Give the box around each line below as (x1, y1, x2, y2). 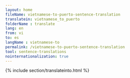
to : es (5, 35, 19, 40)
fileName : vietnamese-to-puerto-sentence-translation (5, 12, 121, 17)
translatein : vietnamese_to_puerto (5, 16, 80, 21)
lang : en (5, 26, 24, 31)
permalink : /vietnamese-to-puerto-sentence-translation (5, 44, 125, 49)
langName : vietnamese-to (5, 40, 59, 45)
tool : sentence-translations (5, 49, 67, 54)
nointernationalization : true (5, 53, 69, 59)
